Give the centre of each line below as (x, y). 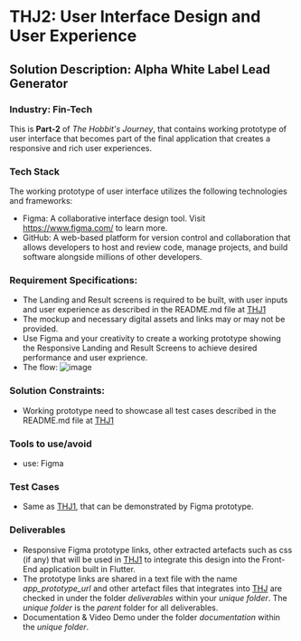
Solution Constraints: (57, 391)
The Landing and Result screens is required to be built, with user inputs (155, 300)
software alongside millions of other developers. (112, 257)
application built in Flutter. (87, 569)
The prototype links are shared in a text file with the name (130, 579)
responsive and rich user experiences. (81, 148)
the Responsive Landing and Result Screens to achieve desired (140, 348)
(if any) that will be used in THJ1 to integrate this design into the (141, 560)
